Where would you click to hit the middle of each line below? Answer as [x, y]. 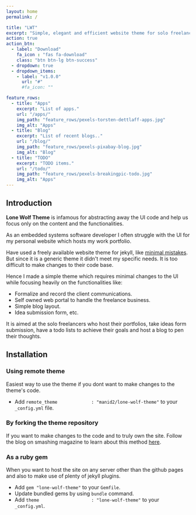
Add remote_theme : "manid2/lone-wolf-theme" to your [96, 401]
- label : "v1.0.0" [39, 77]
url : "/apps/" [34, 114]
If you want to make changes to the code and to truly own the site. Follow [94, 435]
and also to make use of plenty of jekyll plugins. [63, 476]
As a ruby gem [27, 457]
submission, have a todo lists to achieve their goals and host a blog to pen [95, 330]
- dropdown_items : [34, 71]
